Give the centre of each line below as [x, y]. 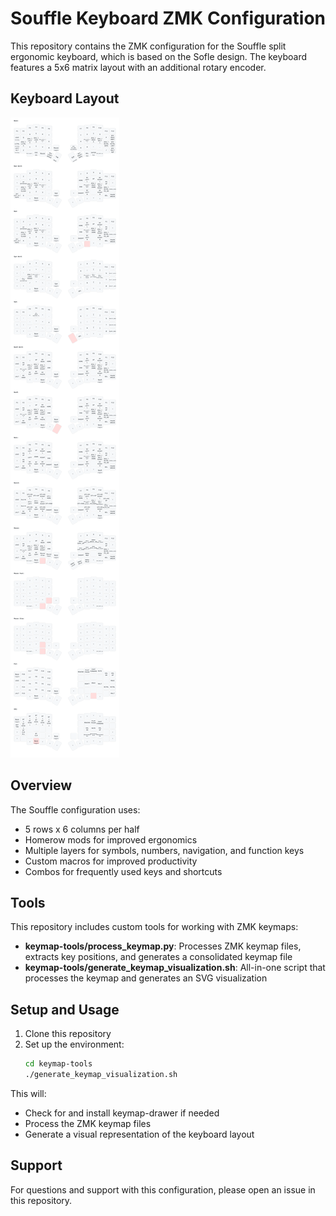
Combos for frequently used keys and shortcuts [123, 871]
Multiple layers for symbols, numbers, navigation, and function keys [164, 850]
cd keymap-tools [58, 1064]
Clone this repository [68, 1034]
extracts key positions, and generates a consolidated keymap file [158, 957]
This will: [28, 1093]
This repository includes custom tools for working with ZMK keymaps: [154, 927]
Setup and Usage [65, 1009]
